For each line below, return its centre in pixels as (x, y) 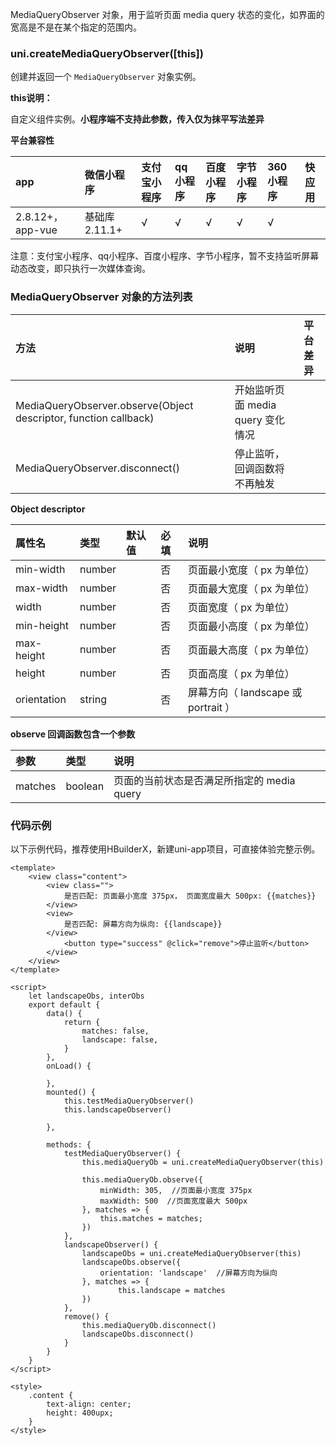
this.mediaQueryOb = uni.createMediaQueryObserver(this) (203, 1162)
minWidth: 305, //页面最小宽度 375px (176, 1190)
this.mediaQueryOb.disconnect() (149, 1325)
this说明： (31, 98)
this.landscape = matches (171, 1290)
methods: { (69, 1144)
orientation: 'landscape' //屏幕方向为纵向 (188, 1273)
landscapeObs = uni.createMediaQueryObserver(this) (191, 1253)
